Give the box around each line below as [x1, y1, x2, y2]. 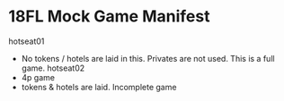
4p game [21, 72, 56, 82]
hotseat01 [8, 36, 45, 46]
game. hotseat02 [21, 63, 85, 73]
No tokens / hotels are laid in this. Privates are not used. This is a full [21, 53, 275, 63]
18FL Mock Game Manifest [8, 6, 210, 27]
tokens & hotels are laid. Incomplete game [21, 81, 177, 92]
